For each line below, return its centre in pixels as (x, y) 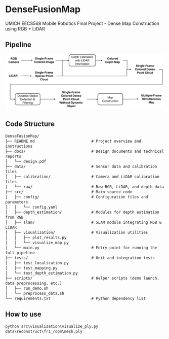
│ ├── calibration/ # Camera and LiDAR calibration (82, 177)
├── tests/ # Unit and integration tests (80, 258)
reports (13, 157)
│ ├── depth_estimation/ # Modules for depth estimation (82, 212)
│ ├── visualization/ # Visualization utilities (77, 233)
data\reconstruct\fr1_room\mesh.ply (44, 332)
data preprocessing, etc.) (34, 283)
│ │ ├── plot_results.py (36, 238)
